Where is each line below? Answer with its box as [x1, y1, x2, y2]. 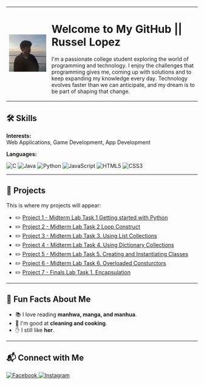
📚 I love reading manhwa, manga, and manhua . [15, 311, 137, 318]
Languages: [6, 150, 38, 158]
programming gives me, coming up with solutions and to [51, 68, 192, 75]
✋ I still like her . [15, 326, 55, 333]
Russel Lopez [51, 35, 121, 49]
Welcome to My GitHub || [51, 22, 182, 36]
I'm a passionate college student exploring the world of [51, 55, 189, 63]
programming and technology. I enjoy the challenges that [51, 61, 194, 69]
